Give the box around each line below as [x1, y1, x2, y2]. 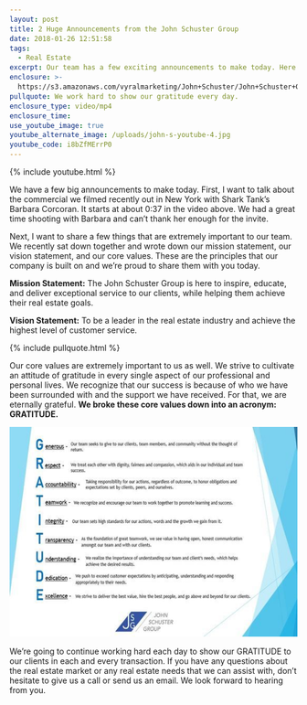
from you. [9, 684, 47, 695]
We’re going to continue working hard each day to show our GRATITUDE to [9, 646, 292, 657]
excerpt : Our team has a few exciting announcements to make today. [9, 63, 276, 72]
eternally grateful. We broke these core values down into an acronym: [9, 399, 277, 410]
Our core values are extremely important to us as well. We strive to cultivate [9, 360, 295, 370]
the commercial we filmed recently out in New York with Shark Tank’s [9, 194, 270, 205]
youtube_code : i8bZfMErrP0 [9, 140, 112, 150]
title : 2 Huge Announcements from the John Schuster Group [9, 24, 239, 34]
